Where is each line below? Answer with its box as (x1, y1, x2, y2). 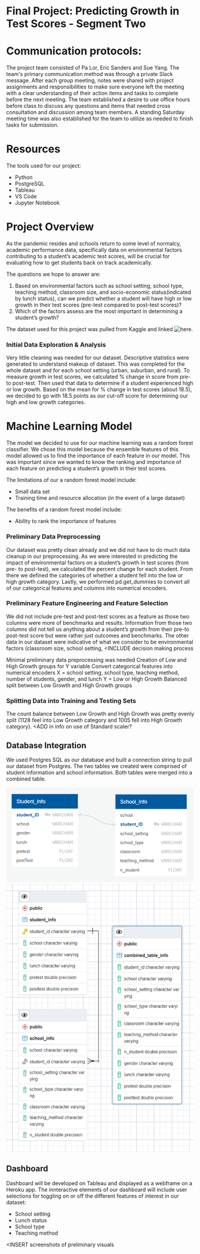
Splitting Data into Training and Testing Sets (6, 696, 136, 705)
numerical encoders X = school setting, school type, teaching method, (6, 669, 180, 676)
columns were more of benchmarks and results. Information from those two (6, 619, 192, 626)
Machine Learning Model (6, 420, 133, 433)
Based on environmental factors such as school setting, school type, (14, 283, 184, 289)
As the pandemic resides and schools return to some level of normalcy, (6, 240, 181, 247)
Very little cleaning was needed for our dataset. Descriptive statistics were (6, 354, 189, 362)
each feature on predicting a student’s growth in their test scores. (6, 465, 167, 472)
